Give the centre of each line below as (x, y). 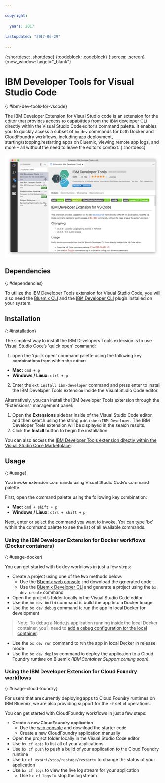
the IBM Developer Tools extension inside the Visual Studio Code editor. (85, 390)
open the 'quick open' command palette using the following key (77, 355)
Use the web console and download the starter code (73, 728)
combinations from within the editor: (49, 361)
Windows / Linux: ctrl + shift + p (49, 512)
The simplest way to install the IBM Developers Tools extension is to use (79, 340)
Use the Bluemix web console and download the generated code (85, 581)
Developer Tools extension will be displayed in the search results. (79, 425)
